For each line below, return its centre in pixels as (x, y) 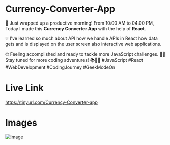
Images (21, 123)
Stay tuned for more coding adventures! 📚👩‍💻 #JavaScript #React (74, 60)
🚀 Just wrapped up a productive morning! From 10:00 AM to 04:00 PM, (80, 23)
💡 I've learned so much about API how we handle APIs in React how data (81, 38)
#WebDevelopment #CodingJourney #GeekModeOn (60, 67)
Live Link (25, 88)
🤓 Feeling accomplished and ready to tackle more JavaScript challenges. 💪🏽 (86, 54)
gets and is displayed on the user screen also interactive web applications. (83, 44)
